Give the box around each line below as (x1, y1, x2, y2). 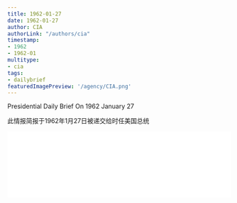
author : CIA (7, 23, 43, 30)
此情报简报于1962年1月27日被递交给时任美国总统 (7, 117, 150, 125)
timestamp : (7, 37, 40, 44)
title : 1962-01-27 (7, 10, 62, 18)
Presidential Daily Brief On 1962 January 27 (7, 102, 135, 110)
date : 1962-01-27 (7, 17, 59, 24)
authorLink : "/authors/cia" (7, 30, 91, 37)
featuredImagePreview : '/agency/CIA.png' (7, 83, 132, 90)
